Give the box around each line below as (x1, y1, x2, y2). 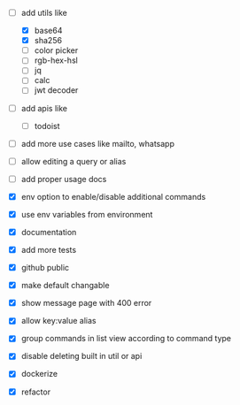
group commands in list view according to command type (20, 333, 232, 344)
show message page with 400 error (20, 298, 152, 309)
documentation (20, 226, 77, 237)
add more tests (20, 245, 77, 255)
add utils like (20, 8, 68, 18)
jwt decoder (34, 85, 79, 96)
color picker (34, 45, 79, 56)
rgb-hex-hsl (34, 55, 79, 65)
